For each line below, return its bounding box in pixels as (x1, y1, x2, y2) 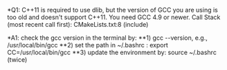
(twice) (7, 56, 28, 64)
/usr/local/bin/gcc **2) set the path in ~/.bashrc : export (7, 41, 168, 49)
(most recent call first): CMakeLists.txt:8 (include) (7, 21, 149, 28)
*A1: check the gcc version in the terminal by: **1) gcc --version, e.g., (7, 34, 208, 42)
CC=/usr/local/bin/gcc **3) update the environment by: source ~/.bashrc (7, 48, 217, 56)
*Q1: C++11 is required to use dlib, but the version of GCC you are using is (7, 6, 218, 14)
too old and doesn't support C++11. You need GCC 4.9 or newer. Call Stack (7, 13, 221, 21)
